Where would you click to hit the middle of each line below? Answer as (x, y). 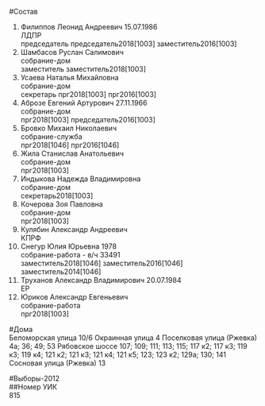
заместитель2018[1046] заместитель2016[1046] (102, 263)
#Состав (23, 12)
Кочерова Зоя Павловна (62, 204)
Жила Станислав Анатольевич (72, 153)
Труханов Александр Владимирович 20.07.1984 (101, 280)
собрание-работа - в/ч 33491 (70, 255)
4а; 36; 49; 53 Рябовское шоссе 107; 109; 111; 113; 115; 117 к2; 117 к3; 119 (129, 346)
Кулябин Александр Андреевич (74, 229)
